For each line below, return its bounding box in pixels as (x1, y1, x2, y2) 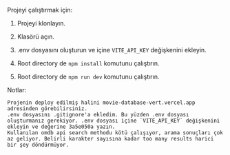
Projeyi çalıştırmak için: (7, 6, 73, 14)
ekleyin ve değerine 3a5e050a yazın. (7, 123, 116, 130)
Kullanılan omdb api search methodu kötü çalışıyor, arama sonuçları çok (7, 130, 224, 136)
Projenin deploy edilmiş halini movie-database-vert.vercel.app (7, 99, 196, 106)
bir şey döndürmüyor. (7, 141, 70, 148)
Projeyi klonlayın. (17, 19, 65, 27)
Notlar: (7, 86, 27, 94)
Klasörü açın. (17, 32, 55, 41)
